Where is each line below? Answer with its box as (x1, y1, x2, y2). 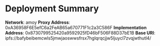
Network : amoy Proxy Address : (5, 19, 70, 25)
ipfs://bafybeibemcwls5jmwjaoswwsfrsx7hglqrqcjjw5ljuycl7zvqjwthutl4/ (5, 35, 152, 41)
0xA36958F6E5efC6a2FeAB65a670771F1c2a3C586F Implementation (5, 24, 147, 30)
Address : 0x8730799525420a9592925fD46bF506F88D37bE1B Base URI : (5, 30, 156, 36)
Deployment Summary (5, 3, 99, 14)
